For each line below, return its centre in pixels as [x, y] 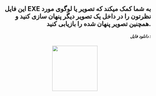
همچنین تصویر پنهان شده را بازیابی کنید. [99, 24]
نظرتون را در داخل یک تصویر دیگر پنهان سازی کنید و [83, 17]
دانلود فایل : [141, 36]
